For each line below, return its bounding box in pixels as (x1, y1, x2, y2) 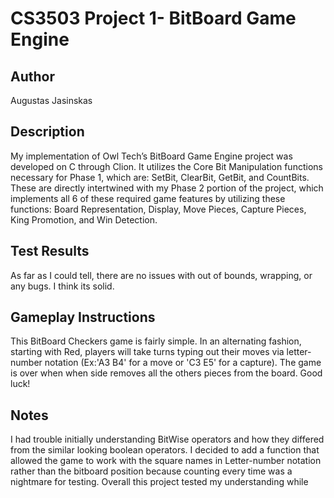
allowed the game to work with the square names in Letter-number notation (10, 455, 322, 467)
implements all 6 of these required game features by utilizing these (10, 192, 286, 204)
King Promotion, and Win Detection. (10, 213, 158, 226)
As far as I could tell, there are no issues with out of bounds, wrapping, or (10, 269, 313, 281)
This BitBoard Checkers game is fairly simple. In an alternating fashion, (10, 335, 302, 347)
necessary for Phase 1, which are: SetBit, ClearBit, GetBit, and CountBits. (10, 171, 310, 183)
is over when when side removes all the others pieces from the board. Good (10, 367, 323, 379)
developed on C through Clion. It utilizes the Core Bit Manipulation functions (10, 160, 323, 172)
